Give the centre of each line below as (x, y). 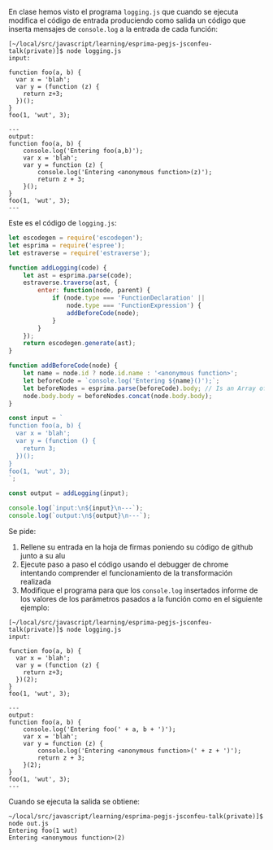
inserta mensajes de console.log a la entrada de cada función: (113, 29)
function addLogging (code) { (58, 268)
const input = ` (36, 418)
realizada (35, 581)
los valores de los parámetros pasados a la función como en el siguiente (141, 598)
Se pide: (22, 531)
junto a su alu (43, 555)
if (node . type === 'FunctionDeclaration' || (128, 298)
